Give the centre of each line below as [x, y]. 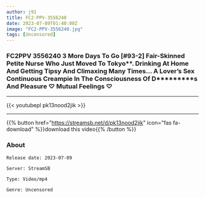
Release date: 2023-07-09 [39, 158]
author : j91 [21, 12]
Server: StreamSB [28, 168]
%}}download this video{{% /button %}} [86, 129]
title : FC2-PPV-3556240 [37, 18]
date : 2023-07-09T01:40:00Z [42, 23]
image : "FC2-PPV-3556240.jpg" [45, 29]
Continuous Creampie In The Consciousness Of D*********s [102, 79]
